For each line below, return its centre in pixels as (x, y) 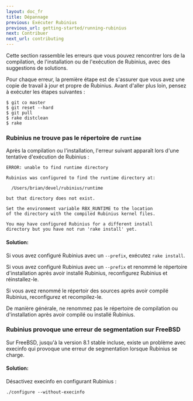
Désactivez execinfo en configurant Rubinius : (61, 381)
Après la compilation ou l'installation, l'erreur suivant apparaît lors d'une (93, 151)
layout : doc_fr (25, 11)
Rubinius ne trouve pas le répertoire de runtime (74, 137)
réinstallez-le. (23, 279)
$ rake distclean (27, 118)
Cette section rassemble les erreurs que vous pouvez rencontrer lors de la (96, 55)
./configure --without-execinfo (45, 392)
